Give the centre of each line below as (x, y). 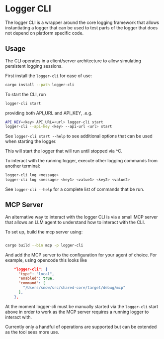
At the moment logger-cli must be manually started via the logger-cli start (82, 306)
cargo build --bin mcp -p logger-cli (44, 245)
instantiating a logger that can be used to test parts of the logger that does (82, 27)
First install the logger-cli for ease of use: (49, 76)
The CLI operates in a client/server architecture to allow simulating (73, 61)
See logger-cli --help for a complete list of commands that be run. (75, 189)
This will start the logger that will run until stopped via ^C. (64, 151)
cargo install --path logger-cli (40, 85)
